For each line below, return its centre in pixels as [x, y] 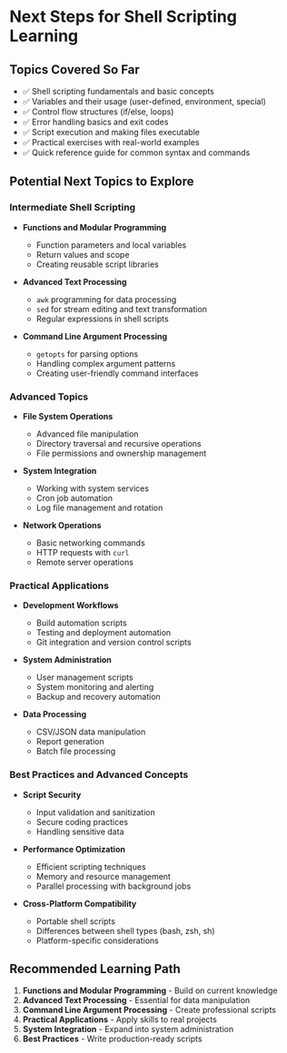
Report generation [70, 742]
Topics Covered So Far [75, 69]
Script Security [52, 794]
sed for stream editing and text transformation [121, 309]
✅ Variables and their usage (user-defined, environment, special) [144, 101]
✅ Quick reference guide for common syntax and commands [136, 153]
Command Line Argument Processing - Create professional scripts [149, 1010]
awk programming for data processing [106, 299]
